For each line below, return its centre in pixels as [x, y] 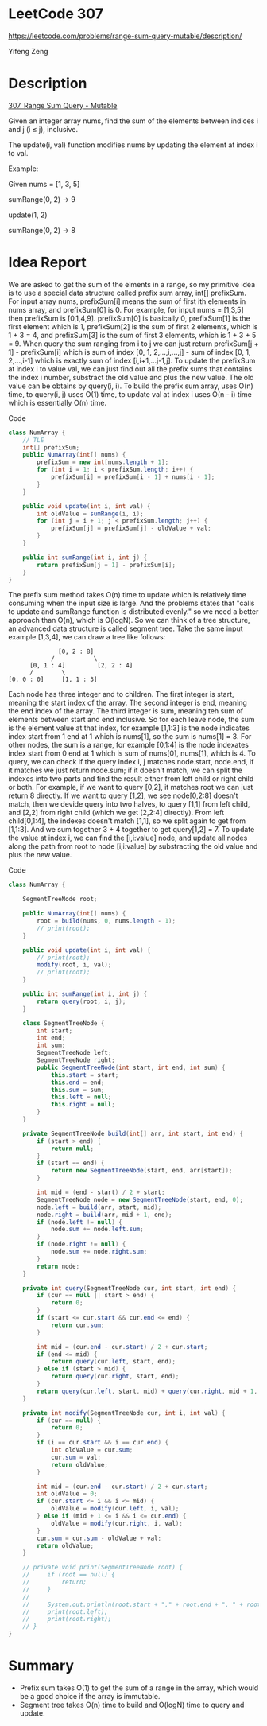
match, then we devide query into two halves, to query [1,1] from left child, [129, 804]
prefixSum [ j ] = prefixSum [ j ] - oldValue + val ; [131, 529]
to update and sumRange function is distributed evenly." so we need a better [133, 612]
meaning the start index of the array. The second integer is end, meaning [128, 703]
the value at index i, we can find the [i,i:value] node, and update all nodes [128, 838]
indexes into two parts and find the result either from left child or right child [131, 779]
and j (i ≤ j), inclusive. [43, 129]
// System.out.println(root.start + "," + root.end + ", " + [133, 1604]
